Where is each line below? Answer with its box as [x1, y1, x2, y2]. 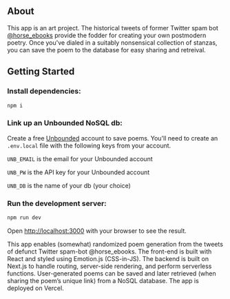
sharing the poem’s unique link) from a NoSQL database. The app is [7, 276, 200, 285]
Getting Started [7, 65, 75, 78]
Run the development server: [7, 198, 107, 208]
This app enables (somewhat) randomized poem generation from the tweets [7, 240, 224, 248]
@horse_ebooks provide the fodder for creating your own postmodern [7, 31, 207, 39]
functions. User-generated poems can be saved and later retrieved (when [7, 269, 216, 278]
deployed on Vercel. [7, 284, 64, 292]
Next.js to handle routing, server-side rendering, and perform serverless [7, 262, 212, 270]
